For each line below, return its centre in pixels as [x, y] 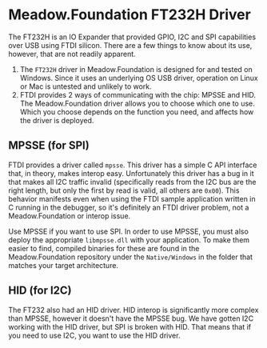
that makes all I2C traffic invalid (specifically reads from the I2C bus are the [132, 182]
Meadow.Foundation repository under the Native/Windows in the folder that [131, 257]
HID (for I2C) [40, 291]
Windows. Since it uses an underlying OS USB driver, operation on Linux [139, 78]
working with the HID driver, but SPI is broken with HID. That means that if [130, 326]
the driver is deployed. [57, 120]
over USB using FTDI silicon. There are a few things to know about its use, [130, 45]
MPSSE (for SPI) [49, 146]
